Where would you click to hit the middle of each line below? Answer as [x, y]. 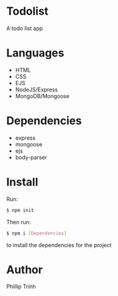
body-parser [31, 157]
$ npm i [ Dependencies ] [37, 233]
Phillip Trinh [21, 287]
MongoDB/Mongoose [42, 96]
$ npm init [20, 210]
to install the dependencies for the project [59, 245]
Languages [35, 53]
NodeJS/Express [36, 89]
